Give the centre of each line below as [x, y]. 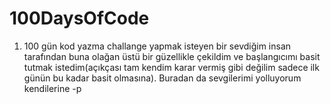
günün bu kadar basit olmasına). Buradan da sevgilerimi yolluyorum [162, 78]
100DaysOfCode [79, 18]
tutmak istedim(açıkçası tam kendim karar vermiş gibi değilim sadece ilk [171, 67]
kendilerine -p [52, 88]
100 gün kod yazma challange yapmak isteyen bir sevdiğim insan [157, 46]
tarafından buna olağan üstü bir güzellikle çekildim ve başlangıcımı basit [172, 56]
